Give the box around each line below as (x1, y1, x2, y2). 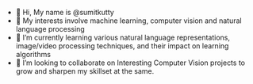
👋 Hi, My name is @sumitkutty (15, 8, 115, 17)
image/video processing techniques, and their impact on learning (15, 41, 229, 51)
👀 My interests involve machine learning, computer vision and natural (15, 16, 242, 25)
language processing (15, 25, 85, 33)
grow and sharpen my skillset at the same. (15, 67, 155, 75)
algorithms (15, 50, 52, 59)
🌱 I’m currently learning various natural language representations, (15, 32, 231, 42)
